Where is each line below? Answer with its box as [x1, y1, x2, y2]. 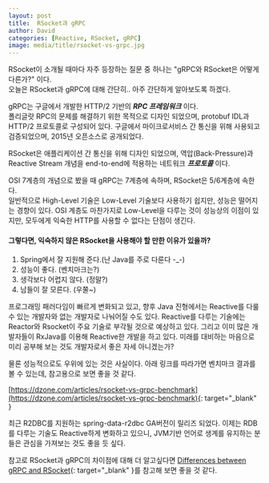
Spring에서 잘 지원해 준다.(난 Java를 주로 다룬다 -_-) [19, 255, 186, 264]
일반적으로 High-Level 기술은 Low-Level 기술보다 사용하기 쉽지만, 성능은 [8, 195, 237, 205]
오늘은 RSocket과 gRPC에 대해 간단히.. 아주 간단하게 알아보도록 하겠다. [8, 85, 231, 95]
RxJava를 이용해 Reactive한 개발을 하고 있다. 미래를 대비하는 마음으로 [35, 332, 255, 341]
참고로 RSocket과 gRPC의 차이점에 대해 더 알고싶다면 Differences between [8, 456, 247, 465]
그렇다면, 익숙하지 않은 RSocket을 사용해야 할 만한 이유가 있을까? [8, 235, 211, 245]
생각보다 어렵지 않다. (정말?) [19, 275, 108, 284]
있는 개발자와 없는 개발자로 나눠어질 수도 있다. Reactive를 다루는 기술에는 [16, 312, 246, 321]
